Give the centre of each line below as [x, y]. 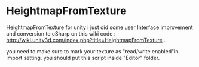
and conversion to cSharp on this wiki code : [61, 33]
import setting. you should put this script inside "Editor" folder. [83, 58]
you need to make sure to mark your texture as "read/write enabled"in [92, 51]
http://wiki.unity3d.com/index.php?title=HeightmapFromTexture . [86, 40]
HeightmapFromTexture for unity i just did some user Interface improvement [99, 27]
